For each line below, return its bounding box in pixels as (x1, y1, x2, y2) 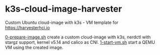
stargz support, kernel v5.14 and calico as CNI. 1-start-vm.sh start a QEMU (5, 39, 155, 45)
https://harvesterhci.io (5, 24, 50, 30)
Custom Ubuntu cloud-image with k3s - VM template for (5, 19, 119, 25)
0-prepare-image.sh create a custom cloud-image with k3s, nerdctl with (5, 34, 151, 40)
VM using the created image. (5, 44, 64, 50)
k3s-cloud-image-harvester (5, 3, 122, 15)
